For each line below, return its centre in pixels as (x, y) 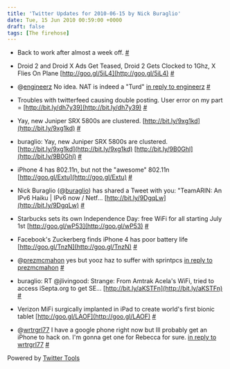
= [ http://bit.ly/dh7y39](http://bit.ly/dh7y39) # (82, 107)
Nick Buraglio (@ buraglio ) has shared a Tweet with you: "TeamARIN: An (120, 190)
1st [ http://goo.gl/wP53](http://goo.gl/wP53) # (83, 226)
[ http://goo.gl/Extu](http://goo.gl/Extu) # (75, 177)
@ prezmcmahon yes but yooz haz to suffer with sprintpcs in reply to (115, 260)
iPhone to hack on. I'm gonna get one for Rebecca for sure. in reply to (117, 337)
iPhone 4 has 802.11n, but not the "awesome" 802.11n (93, 170)
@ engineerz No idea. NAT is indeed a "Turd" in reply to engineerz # (114, 87)
